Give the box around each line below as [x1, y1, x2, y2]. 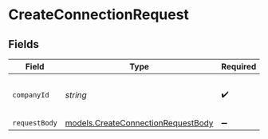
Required [221, 62, 257, 72]
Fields [8, 38, 40, 51]
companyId [12, 90, 49, 99]
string [65, 89, 88, 101]
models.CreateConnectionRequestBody [65, 117, 214, 129]
